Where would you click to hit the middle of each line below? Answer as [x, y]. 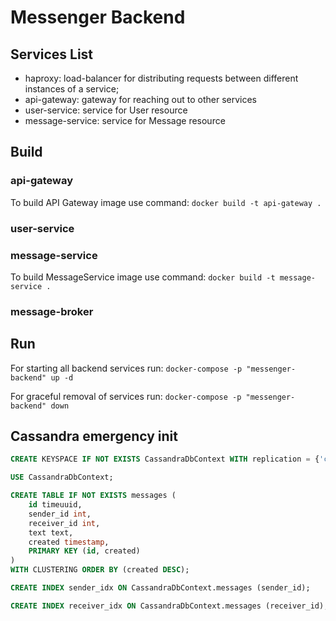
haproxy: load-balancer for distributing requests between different [161, 78]
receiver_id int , [64, 523]
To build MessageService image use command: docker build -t [143, 277]
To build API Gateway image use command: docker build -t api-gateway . [166, 202]
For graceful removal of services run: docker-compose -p [126, 396]
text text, [51, 532]
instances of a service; [72, 89]
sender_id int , [60, 514]
